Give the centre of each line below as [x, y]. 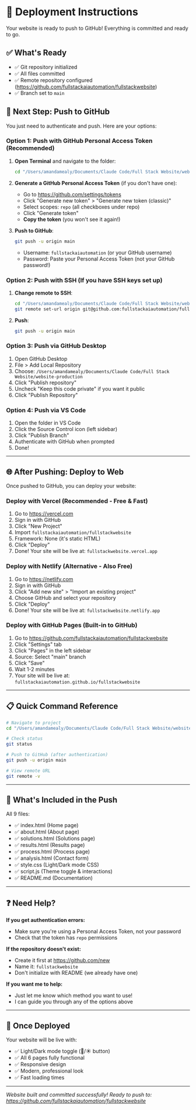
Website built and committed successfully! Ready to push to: [79, 1095]
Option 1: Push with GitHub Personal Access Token [79, 141]
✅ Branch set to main [39, 93]
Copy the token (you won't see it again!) [72, 219]
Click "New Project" [38, 526]
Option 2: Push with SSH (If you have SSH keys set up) [84, 280]
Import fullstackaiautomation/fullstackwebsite [73, 532]
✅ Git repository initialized [46, 67]
